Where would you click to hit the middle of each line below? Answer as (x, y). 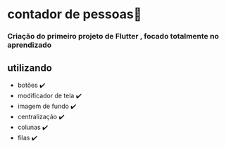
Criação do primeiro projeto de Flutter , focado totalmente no (113, 36)
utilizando (30, 68)
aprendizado (29, 45)
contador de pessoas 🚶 (75, 14)
